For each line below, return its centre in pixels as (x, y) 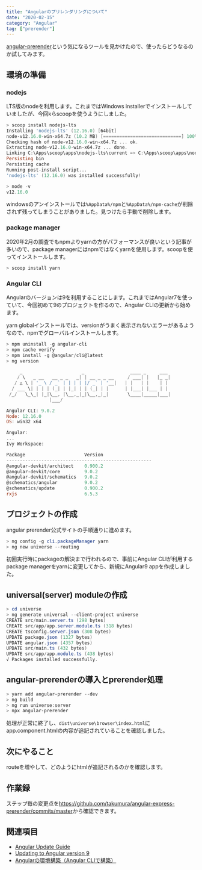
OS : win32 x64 (24, 422)
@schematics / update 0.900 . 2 (55, 488)
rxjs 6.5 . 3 (52, 494)
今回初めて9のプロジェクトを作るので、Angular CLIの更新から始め (109, 305)
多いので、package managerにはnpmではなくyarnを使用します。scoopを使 (100, 249)
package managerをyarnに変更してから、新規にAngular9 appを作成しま (96, 567)
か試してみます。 (27, 54)
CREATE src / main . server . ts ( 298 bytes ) (56, 621)
